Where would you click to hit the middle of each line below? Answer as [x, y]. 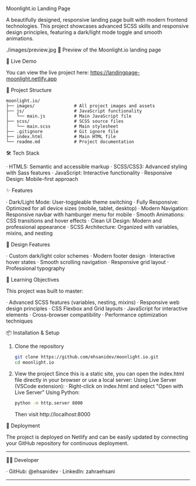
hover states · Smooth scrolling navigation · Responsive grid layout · [87, 262]
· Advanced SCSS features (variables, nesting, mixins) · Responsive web [93, 302]
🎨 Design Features [28, 244]
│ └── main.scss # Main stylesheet [62, 126]
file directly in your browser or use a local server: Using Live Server [95, 379]
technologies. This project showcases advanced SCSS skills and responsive [97, 26]
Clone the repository [39, 346]
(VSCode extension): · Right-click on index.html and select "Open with [99, 386]
